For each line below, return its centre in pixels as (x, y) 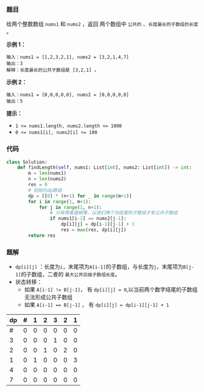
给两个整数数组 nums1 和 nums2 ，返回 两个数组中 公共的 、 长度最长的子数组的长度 (102, 24)
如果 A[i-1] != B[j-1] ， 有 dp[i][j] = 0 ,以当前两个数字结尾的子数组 (111, 290)
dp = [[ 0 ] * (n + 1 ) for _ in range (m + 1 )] (80, 196)
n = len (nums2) (47, 179)
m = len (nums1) (47, 173)
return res (42, 236)
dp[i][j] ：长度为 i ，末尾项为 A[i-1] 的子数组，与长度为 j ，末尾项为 (99, 267)
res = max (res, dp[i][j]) (93, 230)
